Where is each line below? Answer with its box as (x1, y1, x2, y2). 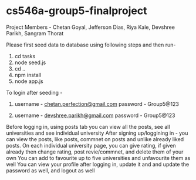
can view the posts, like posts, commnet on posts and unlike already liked (6, 135, 184, 142)
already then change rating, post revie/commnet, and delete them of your (6, 148, 184, 155)
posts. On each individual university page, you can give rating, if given (6, 142, 176, 149)
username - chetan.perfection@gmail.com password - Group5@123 (14, 100, 179, 107)
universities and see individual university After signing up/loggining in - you (6, 129, 188, 136)
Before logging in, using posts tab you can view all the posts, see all (6, 123, 170, 130)
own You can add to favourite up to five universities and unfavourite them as (6, 154, 191, 161)
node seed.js (14, 59, 46, 66)
